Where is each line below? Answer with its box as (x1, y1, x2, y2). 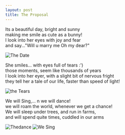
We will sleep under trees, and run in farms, (5, 109, 96, 115)
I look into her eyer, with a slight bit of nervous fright (5, 73, 114, 79)
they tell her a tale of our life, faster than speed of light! (5, 78, 120, 84)
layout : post (5, 7, 33, 13)
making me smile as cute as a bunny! (5, 31, 82, 38)
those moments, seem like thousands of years (5, 67, 101, 74)
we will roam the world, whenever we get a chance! (5, 103, 113, 109)
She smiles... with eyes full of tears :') (5, 62, 84, 68)
